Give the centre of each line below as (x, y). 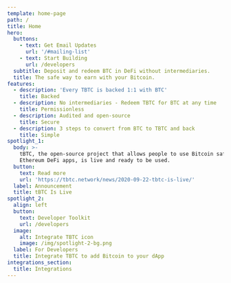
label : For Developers (46, 250)
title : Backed (40, 97)
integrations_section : (40, 262)
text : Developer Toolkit (55, 218)
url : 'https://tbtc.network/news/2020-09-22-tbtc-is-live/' (107, 179)
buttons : (26, 39)
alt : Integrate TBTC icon (57, 237)
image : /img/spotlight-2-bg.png (66, 244)
